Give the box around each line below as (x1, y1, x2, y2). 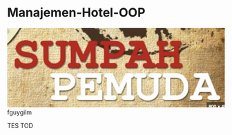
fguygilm (7, 108, 32, 116)
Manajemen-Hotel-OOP (7, 5, 146, 21)
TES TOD (7, 121, 33, 129)
